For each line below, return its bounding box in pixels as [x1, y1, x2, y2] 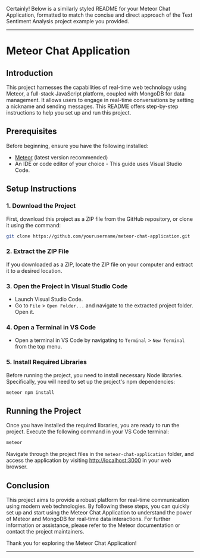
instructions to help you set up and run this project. [6, 109, 132, 116]
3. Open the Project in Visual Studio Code [6, 282, 128, 290]
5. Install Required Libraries [6, 358, 87, 366]
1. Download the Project [6, 202, 76, 210]
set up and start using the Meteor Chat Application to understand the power [6, 508, 192, 516]
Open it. [14, 308, 35, 315]
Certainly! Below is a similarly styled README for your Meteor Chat [6, 5, 171, 12]
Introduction [6, 68, 54, 78]
